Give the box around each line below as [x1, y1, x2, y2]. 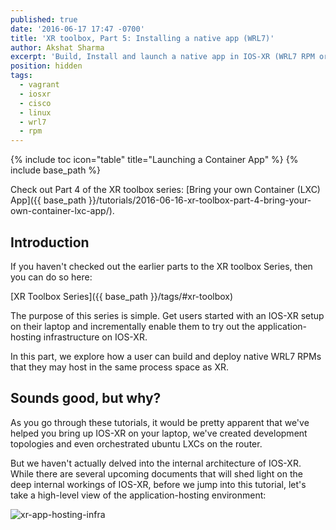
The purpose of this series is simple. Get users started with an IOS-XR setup [10, 309, 325, 321]
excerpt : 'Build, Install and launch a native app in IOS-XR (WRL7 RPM [10, 52, 315, 62]
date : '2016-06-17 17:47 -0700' [10, 24, 145, 34]
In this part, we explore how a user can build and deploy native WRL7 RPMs [10, 350, 322, 362]
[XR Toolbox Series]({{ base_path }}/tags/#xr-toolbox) [10, 290, 234, 302]
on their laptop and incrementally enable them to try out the [10, 320, 256, 332]
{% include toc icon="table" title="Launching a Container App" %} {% [10, 154, 299, 166]
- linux [19, 107, 52, 118]
